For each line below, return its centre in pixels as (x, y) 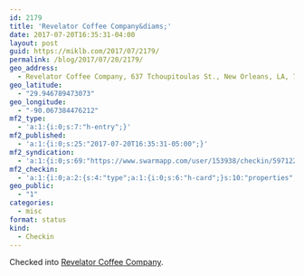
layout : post (34, 43)
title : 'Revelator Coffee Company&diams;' (90, 26)
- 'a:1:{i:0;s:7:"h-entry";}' (74, 128)
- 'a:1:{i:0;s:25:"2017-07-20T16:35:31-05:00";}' (113, 144)
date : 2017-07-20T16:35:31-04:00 (72, 34)
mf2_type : (28, 119)
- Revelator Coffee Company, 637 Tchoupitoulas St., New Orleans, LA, (153, 77)
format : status (38, 219)
